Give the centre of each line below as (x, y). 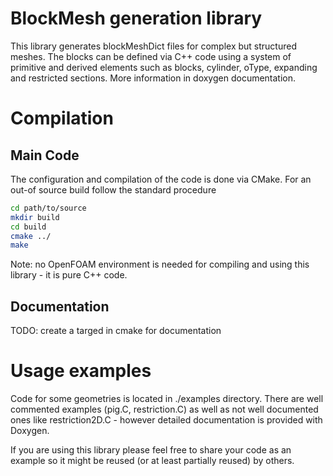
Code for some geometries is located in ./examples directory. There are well (167, 399)
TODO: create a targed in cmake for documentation (116, 331)
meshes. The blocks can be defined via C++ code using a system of (151, 56)
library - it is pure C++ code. (69, 275)
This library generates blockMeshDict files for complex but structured (153, 46)
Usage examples (81, 371)
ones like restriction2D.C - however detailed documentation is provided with (166, 420)
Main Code (45, 155)
